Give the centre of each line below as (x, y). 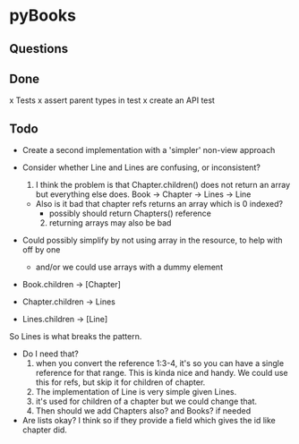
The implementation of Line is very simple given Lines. (136, 392)
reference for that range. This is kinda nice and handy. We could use (162, 373)
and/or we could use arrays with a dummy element (129, 267)
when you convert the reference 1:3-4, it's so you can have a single (160, 363)
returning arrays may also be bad (110, 223)
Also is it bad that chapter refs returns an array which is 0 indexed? (159, 204)
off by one (41, 250)
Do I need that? (50, 354)
